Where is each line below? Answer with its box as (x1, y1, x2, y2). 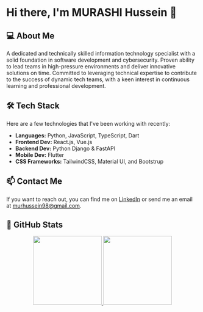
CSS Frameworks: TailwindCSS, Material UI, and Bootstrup (15, 158, 163, 165)
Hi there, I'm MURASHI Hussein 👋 (6, 5, 177, 20)
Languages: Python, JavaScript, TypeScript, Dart (15, 131, 140, 139)
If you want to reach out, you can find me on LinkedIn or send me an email (6, 195, 193, 203)
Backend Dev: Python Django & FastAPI (15, 145, 116, 152)
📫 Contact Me (6, 176, 63, 187)
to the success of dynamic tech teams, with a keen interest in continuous (6, 76, 190, 83)
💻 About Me (6, 31, 55, 41)
